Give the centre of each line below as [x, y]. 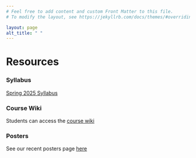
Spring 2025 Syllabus [32, 93]
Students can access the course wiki [50, 121]
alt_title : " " [24, 33]
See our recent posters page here [47, 149]
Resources [33, 62]
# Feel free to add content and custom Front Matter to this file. [90, 11]
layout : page [22, 28]
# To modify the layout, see [41, 17]
